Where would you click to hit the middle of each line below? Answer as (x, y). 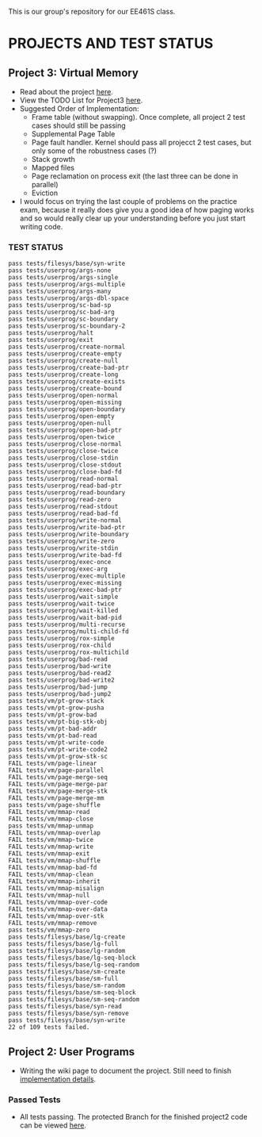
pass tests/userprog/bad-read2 (60, 674)
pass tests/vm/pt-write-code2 (58, 750)
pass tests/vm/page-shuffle (55, 805)
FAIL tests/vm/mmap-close (51, 819)
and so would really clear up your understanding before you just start (133, 218)
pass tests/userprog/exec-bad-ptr (65, 590)
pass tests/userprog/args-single (63, 278)
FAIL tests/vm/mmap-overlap (55, 833)
